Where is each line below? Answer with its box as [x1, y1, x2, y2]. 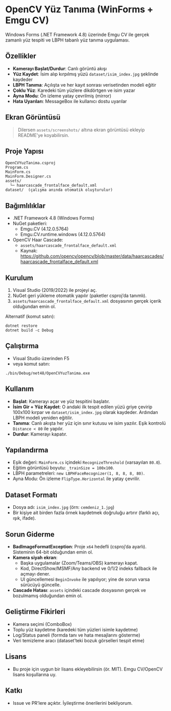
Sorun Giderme [5, 530, 55, 539]
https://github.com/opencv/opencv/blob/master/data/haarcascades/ [20, 253, 164, 260]
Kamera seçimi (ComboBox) [12, 621, 72, 627]
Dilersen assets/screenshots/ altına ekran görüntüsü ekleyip [17, 127, 145, 133]
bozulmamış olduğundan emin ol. [12, 592, 83, 599]
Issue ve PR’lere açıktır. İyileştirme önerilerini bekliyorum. [12, 700, 133, 706]
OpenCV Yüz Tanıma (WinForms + [5, 4, 154, 15]
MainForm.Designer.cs [5, 174, 52, 179]
